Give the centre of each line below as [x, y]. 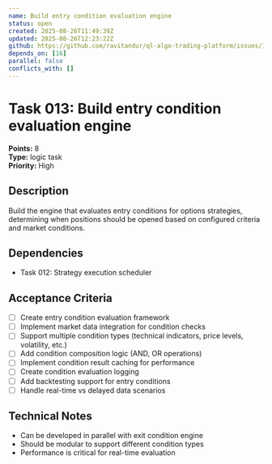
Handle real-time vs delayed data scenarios [93, 390]
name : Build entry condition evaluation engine [90, 16]
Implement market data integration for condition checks [113, 327]
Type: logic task [35, 157]
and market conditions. [47, 228]
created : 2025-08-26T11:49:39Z [61, 31]
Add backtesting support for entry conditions [96, 381]
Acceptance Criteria [60, 298]
